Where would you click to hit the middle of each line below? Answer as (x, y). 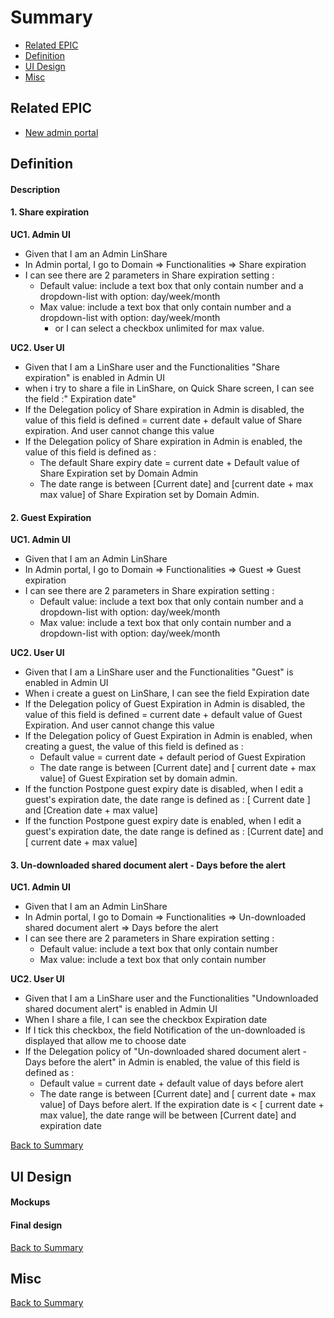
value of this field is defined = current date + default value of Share (163, 420)
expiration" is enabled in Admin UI (94, 377)
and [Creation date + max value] (91, 810)
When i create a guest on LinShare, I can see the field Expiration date (167, 693)
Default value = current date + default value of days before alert (171, 1083)
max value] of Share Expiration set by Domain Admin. (149, 494)
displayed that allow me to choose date (105, 1041)
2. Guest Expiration (51, 517)
